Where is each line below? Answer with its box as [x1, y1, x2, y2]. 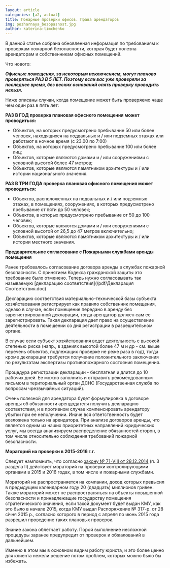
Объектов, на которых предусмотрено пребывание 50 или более [12, 128, 155, 134]
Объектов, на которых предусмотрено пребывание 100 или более [12, 143, 156, 150]
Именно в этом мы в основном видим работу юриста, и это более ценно [5, 547, 164, 553]
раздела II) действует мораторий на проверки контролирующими [5, 464, 149, 470]
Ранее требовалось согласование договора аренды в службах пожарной [5, 264, 165, 270]
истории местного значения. [12, 239, 75, 245]
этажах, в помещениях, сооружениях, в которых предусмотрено [12, 201, 154, 207]
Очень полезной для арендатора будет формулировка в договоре [5, 395, 149, 402]
